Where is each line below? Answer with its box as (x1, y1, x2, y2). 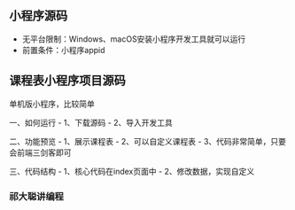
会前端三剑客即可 (9, 147, 72, 158)
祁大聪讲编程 (9, 190, 65, 202)
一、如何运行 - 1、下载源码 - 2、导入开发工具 (9, 117, 173, 128)
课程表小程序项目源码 (9, 74, 126, 89)
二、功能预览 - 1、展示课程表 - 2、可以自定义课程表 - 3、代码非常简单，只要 (9, 136, 286, 146)
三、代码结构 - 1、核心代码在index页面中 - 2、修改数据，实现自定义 (9, 166, 255, 176)
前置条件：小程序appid (21, 44, 105, 55)
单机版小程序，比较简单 (9, 98, 95, 109)
